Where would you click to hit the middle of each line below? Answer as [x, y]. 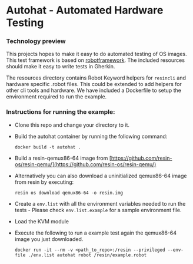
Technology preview [36, 41]
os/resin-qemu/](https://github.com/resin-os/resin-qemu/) [85, 164]
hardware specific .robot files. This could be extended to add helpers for [94, 84]
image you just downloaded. [49, 239]
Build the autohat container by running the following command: [91, 136]
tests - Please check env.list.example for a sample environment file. [98, 210]
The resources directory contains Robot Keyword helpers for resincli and [96, 78]
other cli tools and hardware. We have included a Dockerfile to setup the [94, 90]
